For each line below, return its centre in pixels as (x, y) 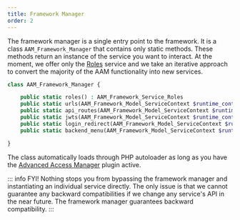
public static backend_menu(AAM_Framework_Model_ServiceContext (118, 130)
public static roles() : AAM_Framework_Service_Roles (102, 97)
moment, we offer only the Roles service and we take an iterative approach (118, 64)
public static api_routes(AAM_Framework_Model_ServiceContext (115, 111)
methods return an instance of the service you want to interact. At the (110, 56)
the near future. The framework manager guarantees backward (101, 201)
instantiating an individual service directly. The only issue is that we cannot (117, 186)
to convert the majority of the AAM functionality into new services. (105, 71)
